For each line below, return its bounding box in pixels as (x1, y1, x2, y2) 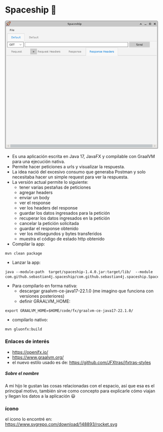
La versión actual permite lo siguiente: (12, 179, 89, 185)
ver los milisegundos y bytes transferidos (19, 231, 102, 237)
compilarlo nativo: (12, 317, 49, 323)
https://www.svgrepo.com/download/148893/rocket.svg (5, 421, 117, 427)
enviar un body (19, 195, 50, 201)
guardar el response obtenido (19, 225, 79, 232)
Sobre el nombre (5, 370, 39, 376)
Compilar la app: (12, 241, 45, 247)
